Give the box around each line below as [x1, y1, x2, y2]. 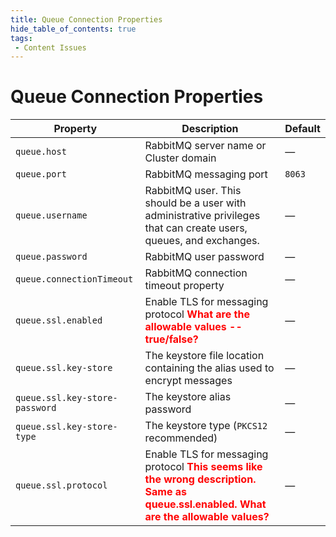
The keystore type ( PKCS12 [144, 419, 268, 433]
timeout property [144, 279, 225, 293]
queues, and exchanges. [144, 234, 260, 248]
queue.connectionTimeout [15, 274, 134, 285]
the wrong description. [144, 472, 257, 486]
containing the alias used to [144, 361, 275, 375]
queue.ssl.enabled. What [144, 497, 267, 511]
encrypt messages [144, 374, 233, 388]
